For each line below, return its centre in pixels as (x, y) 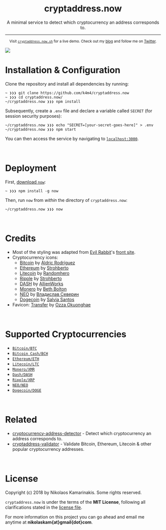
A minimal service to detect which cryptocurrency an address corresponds (83, 22)
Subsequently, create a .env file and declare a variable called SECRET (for (79, 111)
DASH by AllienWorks (41, 284)
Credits (21, 239)
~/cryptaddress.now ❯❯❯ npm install (43, 101)
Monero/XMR (23, 369)
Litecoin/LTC (26, 364)
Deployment (31, 168)
